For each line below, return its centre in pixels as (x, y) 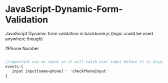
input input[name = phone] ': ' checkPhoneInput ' (60, 71)
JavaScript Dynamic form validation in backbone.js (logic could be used (79, 33)
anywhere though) (24, 39)
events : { (14, 66)
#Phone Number (22, 48)
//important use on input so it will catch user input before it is (78, 62)
